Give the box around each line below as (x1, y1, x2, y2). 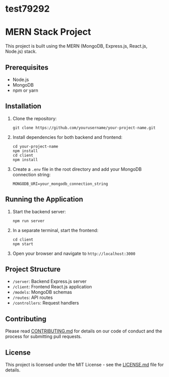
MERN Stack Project (5, 26, 91, 38)
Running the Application (5, 195, 83, 204)
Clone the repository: (12, 115, 57, 122)
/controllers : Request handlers (12, 300, 79, 306)
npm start (12, 241, 34, 246)
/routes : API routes (12, 294, 53, 300)
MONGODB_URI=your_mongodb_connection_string (12, 181, 108, 186)
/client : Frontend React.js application (12, 284, 92, 290)
